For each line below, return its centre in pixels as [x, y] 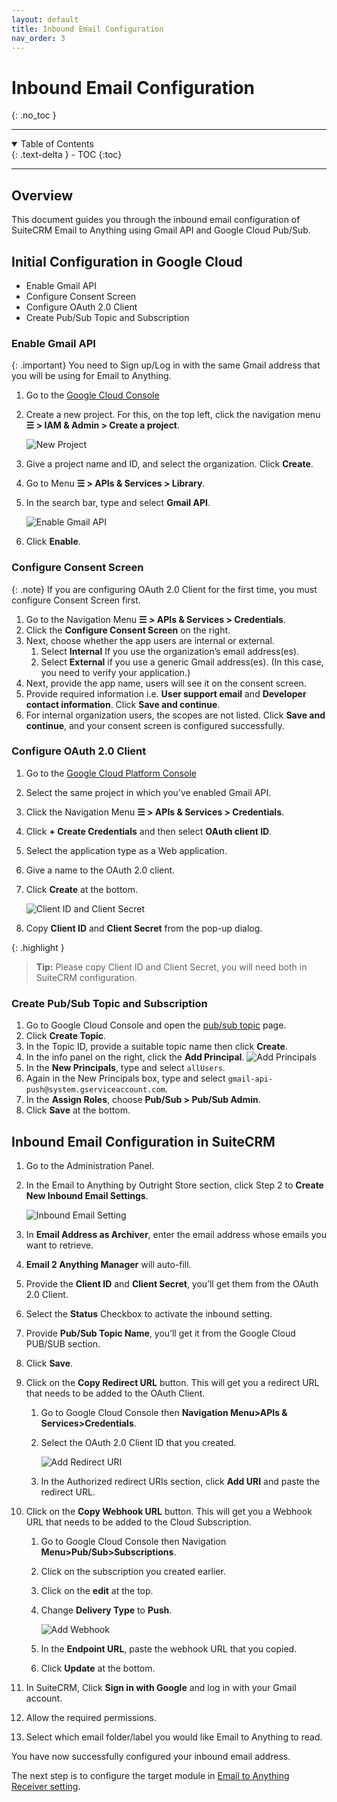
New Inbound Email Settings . [87, 1195]
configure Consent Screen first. [76, 600]
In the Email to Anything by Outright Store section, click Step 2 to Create [174, 1185]
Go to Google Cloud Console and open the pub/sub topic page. [156, 1025]
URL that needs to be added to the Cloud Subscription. [138, 1522]
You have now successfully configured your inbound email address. [151, 1756]
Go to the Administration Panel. [90, 1165]
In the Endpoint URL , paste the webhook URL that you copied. [169, 1648]
